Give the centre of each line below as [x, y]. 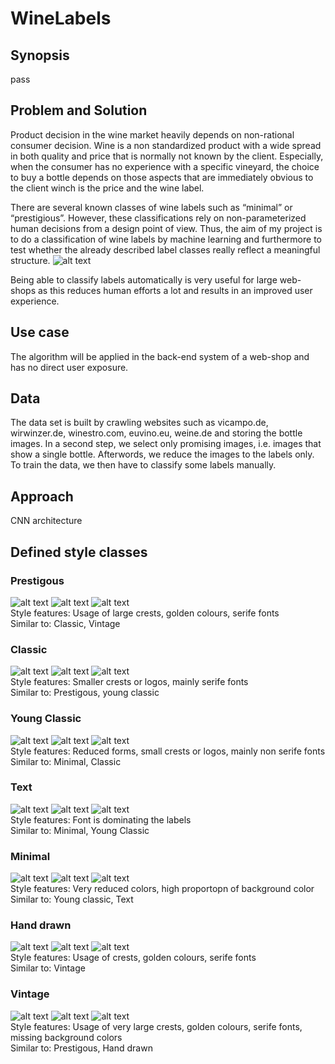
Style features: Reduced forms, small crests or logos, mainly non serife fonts [168, 751]
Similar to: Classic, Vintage [65, 623]
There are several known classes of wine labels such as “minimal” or [151, 207]
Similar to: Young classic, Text [72, 899]
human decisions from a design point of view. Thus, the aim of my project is [166, 228]
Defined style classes [79, 552]
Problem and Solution [79, 110]
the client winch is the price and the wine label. [107, 188]
